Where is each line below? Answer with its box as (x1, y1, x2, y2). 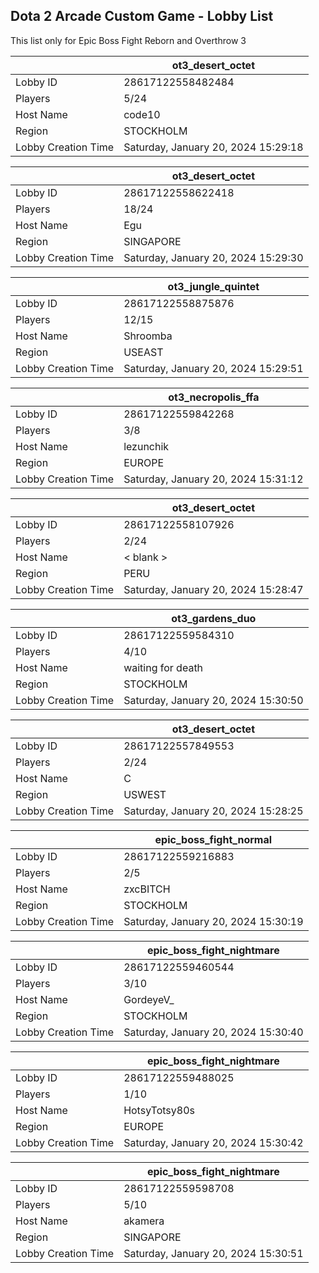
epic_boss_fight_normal (154, 832, 273, 846)
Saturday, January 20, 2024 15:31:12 (123, 472, 304, 486)
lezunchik (123, 439, 170, 453)
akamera (123, 1214, 165, 1228)
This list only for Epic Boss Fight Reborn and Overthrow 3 (10, 34, 247, 46)
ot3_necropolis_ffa (168, 390, 260, 404)
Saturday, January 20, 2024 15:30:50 (123, 693, 304, 707)
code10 (123, 107, 161, 121)
